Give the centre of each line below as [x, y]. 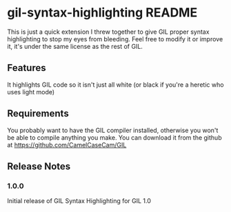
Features [27, 68]
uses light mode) [31, 92]
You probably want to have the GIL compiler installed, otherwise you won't [113, 130]
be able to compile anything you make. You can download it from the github [114, 137]
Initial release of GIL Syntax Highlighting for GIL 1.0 [79, 201]
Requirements [38, 114]
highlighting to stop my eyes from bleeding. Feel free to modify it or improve [115, 39]
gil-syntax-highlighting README [102, 13]
